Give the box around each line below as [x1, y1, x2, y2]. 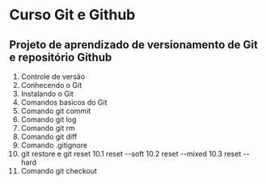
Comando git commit [20, 107, 91, 115]
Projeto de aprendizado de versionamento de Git [9, 38, 258, 52]
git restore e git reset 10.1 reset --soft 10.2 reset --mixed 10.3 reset [20, 149, 242, 158]
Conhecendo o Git [20, 81, 82, 90]
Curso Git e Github [9, 6, 136, 24]
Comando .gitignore [20, 140, 88, 150]
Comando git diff [20, 132, 78, 141]
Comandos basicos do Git [20, 98, 108, 107]
